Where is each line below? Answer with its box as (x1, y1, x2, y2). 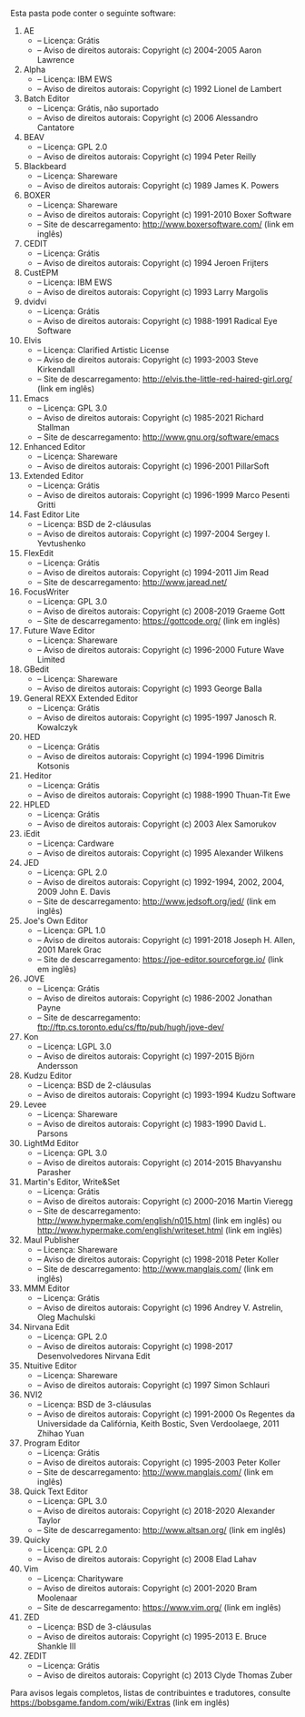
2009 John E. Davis (36, 887, 112, 897)
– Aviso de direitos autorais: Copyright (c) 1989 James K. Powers (36, 180, 280, 190)
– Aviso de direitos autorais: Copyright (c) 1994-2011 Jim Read (36, 567, 270, 577)
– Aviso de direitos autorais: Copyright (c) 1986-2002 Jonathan (36, 992, 273, 1003)
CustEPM (23, 268, 59, 278)
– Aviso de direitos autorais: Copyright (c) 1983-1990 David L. (36, 1119, 267, 1129)
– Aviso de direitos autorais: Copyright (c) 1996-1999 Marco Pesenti (36, 490, 290, 500)
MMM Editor (23, 1283, 71, 1294)
